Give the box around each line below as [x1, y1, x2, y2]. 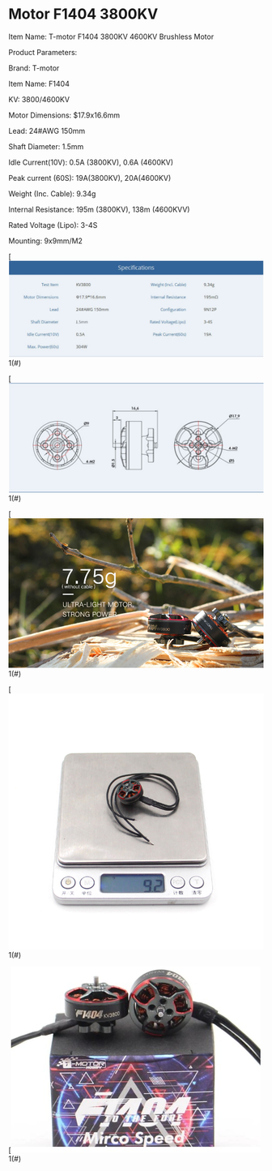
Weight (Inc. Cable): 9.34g [8, 188, 96, 199]
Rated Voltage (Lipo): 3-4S [8, 220, 98, 229]
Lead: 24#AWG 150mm [8, 126, 86, 135]
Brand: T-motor [8, 62, 60, 73]
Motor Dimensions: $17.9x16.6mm [8, 110, 120, 120]
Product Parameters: [8, 47, 78, 57]
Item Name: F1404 [8, 79, 70, 88]
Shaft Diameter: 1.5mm [8, 141, 84, 151]
